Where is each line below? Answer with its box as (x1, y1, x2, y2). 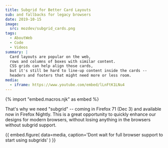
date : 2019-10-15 (5, 17, 42, 22)
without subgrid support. (5, 122, 57, 128)
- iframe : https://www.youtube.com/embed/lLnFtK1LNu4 (10, 82, 125, 87)
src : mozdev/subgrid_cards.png (10, 26, 75, 31)
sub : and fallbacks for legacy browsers (5, 12, 92, 17)
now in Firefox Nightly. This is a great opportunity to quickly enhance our (5, 111, 156, 117)
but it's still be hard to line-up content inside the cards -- (10, 68, 147, 73)
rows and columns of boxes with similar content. (10, 59, 116, 64)
